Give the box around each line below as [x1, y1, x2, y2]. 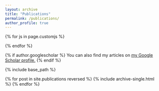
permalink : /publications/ [5, 16, 59, 21]
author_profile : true [5, 20, 49, 26]
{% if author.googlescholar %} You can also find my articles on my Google [5, 52, 153, 58]
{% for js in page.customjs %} [5, 34, 65, 39]
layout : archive [5, 7, 38, 12]
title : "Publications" [5, 12, 51, 16]
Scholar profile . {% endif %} [5, 57, 61, 63]
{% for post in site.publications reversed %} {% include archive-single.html [5, 76, 155, 82]
